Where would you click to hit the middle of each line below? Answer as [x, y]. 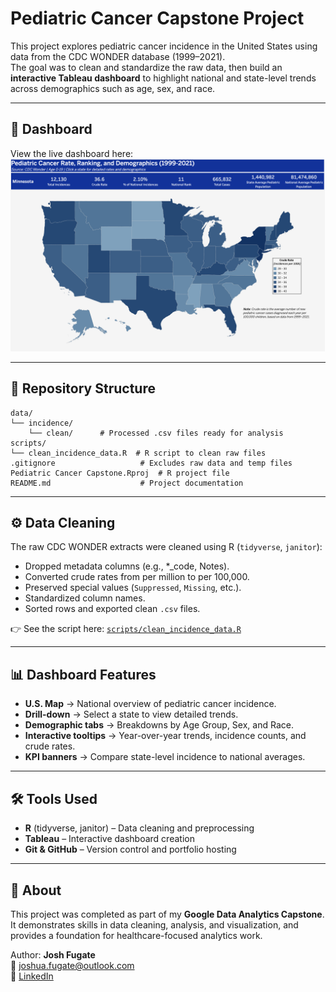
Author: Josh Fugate [53, 954]
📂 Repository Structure [83, 388]
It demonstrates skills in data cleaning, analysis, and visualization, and [154, 924]
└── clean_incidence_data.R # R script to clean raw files [138, 453]
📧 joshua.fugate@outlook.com [72, 965]
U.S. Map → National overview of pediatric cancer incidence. [150, 704]
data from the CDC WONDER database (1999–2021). [118, 56]
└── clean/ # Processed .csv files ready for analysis [156, 433]
